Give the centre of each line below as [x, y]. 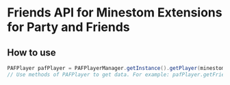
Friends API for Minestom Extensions [115, 13]
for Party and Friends [68, 27]
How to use [31, 52]
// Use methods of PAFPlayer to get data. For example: [88, 74]
